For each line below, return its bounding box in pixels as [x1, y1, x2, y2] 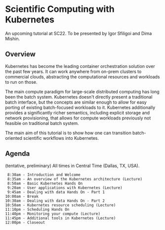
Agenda [5, 150, 30, 158]
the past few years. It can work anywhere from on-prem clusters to [5, 68, 142, 74]
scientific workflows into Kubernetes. [23, 135, 99, 141]
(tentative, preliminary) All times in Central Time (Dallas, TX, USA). [5, 163, 140, 169]
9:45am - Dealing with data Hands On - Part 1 [7, 189, 105, 194]
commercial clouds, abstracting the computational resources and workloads [5, 73, 160, 80]
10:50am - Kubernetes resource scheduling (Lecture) [5, 202, 116, 208]
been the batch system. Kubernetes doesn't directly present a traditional [5, 94, 153, 100]
